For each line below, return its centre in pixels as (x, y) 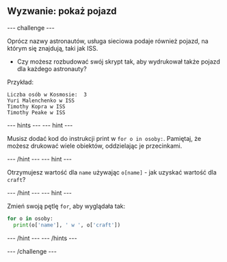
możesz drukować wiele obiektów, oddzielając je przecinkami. (95, 146)
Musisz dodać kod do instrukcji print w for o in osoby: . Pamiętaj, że (104, 138)
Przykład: (21, 82)
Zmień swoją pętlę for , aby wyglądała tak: (66, 206)
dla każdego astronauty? (52, 68)
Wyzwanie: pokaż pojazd (62, 11)
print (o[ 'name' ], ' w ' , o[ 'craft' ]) (67, 225)
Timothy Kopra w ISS (37, 106)
